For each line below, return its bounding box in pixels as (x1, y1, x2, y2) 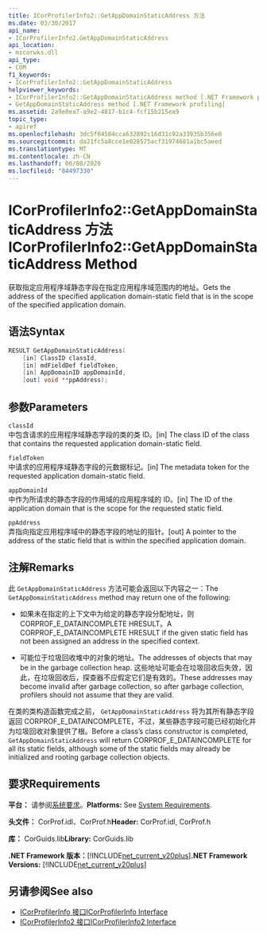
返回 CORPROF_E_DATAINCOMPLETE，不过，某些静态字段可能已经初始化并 (8, 716, 257, 725)
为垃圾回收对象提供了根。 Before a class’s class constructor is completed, (8, 726, 249, 736)
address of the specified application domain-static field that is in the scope (8, 291, 254, 301)
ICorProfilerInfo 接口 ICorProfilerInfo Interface (19, 907, 168, 916)
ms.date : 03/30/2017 (8, 19, 77, 27)
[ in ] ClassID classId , (22, 354, 98, 362)
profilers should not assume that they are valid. (19, 690, 175, 699)
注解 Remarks (8, 561, 75, 574)
